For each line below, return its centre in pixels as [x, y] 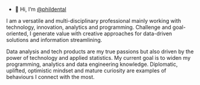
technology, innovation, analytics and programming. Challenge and [89, 27]
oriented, [17, 34]
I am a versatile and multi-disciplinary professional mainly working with [94, 21]
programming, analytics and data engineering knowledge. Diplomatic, [92, 64]
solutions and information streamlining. [54, 40]
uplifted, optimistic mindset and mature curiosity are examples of [86, 71]
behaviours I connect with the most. [50, 77]
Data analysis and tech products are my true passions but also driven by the [100, 51]
